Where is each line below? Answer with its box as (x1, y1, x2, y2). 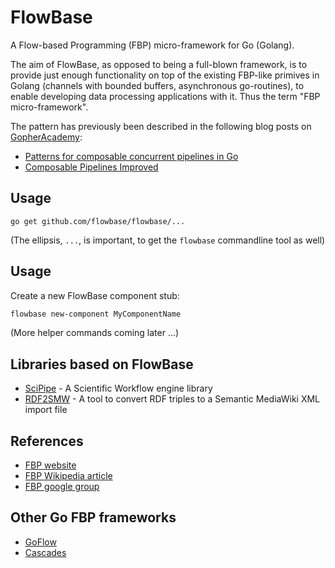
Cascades (24, 546, 67, 558)
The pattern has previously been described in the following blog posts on (10, 120, 312, 132)
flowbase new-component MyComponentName (10, 309, 182, 319)
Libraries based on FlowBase (10, 356, 194, 373)
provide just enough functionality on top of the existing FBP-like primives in (10, 69, 320, 81)
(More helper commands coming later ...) (10, 327, 180, 339)
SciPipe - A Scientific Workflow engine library (24, 382, 213, 395)
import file (24, 404, 68, 416)
